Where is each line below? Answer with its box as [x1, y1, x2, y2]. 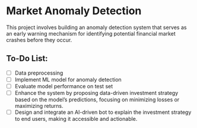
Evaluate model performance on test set [14, 82, 113, 89]
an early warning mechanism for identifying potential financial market [6, 30, 176, 37]
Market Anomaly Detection [6, 4, 142, 18]
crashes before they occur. [6, 36, 72, 43]
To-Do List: [6, 53, 49, 63]
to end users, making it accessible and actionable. [14, 116, 138, 123]
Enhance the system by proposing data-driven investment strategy [14, 89, 179, 96]
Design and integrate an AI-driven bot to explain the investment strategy [14, 108, 192, 116]
